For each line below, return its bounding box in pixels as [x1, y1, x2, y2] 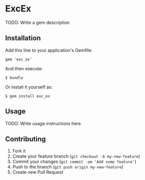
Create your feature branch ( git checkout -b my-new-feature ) [12, 153, 140, 160]
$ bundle [5, 75, 23, 80]
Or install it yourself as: [5, 84, 52, 90]
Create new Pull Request [12, 169, 63, 175]
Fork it [12, 148, 26, 154]
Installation [5, 34, 41, 42]
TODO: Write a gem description [5, 19, 70, 25]
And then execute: [5, 65, 43, 71]
